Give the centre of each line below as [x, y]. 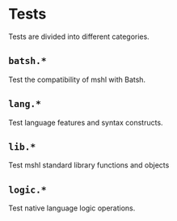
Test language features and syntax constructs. [86, 122]
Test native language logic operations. [72, 208]
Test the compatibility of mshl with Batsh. [77, 79]
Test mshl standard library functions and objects [89, 165]
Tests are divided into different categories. [79, 36]
